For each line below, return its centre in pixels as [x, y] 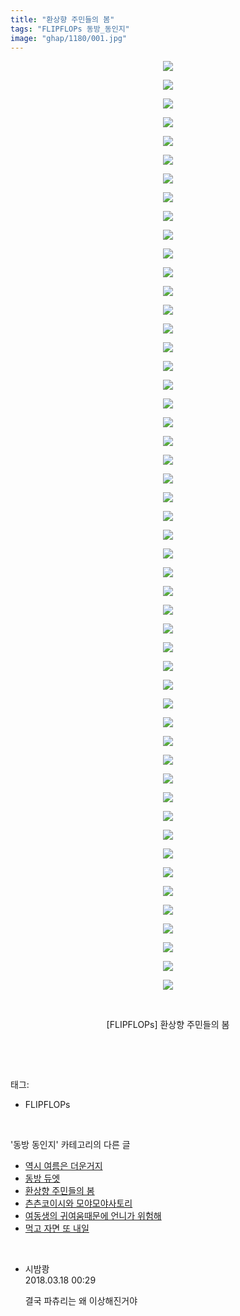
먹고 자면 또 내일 [57, 1228]
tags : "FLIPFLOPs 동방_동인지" [70, 29]
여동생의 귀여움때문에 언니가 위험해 [93, 1216]
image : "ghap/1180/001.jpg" [69, 38]
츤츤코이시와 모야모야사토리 [78, 1203]
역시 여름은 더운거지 [63, 1166]
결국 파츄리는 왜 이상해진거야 [81, 1301]
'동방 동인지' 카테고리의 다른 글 [70, 1145]
